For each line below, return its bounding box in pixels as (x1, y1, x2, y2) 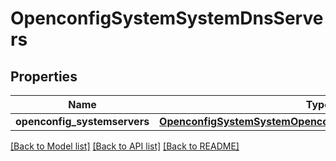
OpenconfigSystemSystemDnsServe (10, 7, 324, 30)
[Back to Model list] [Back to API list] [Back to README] (10, 140, 240, 152)
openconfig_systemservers (15, 115, 150, 128)
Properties (10, 68, 78, 85)
